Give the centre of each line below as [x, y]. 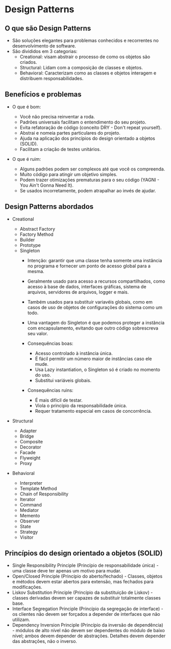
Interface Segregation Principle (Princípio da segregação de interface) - [88, 609]
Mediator [29, 510]
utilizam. [21, 620]
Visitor [27, 537]
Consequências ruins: [50, 390]
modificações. [27, 587]
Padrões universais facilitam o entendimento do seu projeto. [83, 122]
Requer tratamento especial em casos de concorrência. [93, 411]
